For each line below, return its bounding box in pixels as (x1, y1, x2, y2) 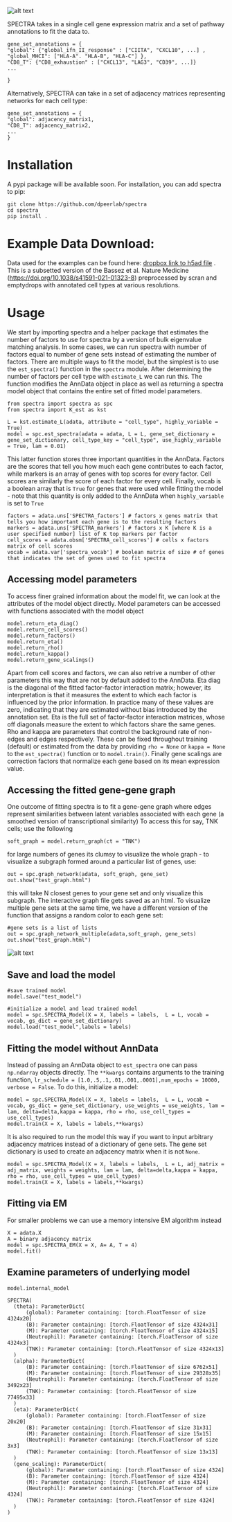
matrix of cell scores (7, 542, 73, 550)
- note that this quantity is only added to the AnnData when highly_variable (7, 492, 224, 500)
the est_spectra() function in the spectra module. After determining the (7, 364, 213, 373)
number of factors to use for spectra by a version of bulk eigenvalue (7, 335, 202, 343)
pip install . (7, 213, 48, 220)
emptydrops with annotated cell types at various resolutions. (7, 280, 180, 289)
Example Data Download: (7, 236, 154, 252)
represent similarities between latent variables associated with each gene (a (7, 810, 224, 818)
